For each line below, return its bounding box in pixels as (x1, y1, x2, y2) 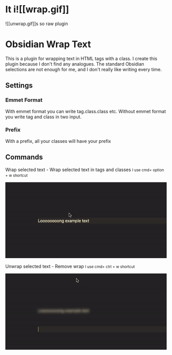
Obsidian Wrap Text (5, 38, 91, 50)
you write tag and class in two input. (5, 114, 82, 120)
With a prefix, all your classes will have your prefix (5, 138, 111, 144)
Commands (5, 153, 44, 162)
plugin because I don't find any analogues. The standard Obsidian (5, 60, 144, 67)
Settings (5, 81, 33, 90)
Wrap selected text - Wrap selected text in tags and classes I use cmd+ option (5, 166, 164, 173)
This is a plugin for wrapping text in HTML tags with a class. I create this (5, 55, 158, 61)
